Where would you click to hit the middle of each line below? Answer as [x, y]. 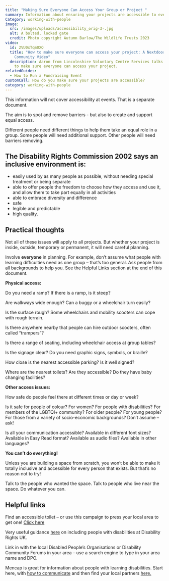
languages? [17, 444]
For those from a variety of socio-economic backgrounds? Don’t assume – [82, 418]
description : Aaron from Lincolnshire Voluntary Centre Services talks [87, 62]
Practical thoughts [35, 230]
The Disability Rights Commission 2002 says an [82, 156]
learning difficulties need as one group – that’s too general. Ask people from [84, 263]
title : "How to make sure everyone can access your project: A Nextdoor [88, 52]
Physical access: [23, 283]
